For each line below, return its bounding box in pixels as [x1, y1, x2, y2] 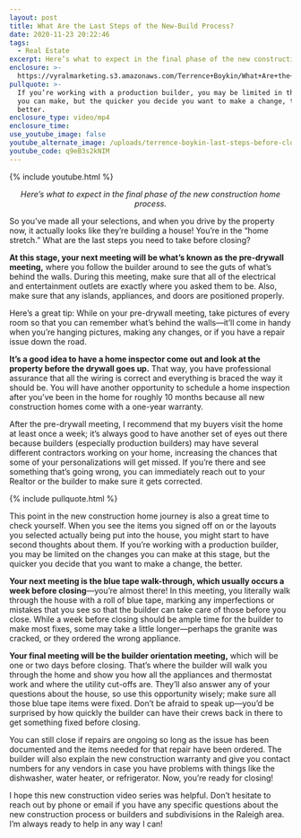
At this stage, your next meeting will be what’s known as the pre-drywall [9, 252, 284, 263]
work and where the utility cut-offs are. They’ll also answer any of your [9, 678, 271, 689]
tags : [9, 38, 30, 48]
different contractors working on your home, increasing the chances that [9, 447, 278, 458]
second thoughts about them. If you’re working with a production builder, [9, 539, 279, 550]
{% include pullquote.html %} [9, 493, 118, 503]
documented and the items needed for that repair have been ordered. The [9, 744, 282, 755]
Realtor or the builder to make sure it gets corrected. [9, 476, 203, 486]
